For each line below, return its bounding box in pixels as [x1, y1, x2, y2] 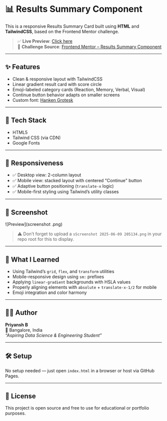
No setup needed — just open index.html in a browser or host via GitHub [5, 367, 155, 373]
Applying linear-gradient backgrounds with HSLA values [12, 279, 131, 285]
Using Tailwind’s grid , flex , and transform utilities [12, 269, 114, 274]
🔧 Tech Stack [5, 116, 47, 125]
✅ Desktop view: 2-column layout [12, 172, 82, 178]
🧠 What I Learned [5, 255, 60, 264]
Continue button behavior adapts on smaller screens [12, 92, 120, 98]
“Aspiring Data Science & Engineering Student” [5, 332, 102, 338]
